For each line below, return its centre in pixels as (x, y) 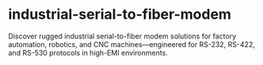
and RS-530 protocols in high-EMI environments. (88, 52)
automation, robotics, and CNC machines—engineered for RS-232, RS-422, (131, 44)
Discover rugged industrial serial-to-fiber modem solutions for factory (122, 36)
